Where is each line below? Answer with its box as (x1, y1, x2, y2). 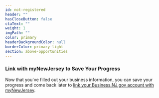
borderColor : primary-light (5, 44, 64, 49)
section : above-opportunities (5, 49, 68, 54)
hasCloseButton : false (5, 16, 52, 21)
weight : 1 (5, 26, 26, 31)
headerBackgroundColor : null (5, 40, 66, 45)
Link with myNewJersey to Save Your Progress (5, 65, 121, 72)
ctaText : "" (5, 21, 30, 26)
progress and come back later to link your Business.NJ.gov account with (5, 82, 155, 88)
